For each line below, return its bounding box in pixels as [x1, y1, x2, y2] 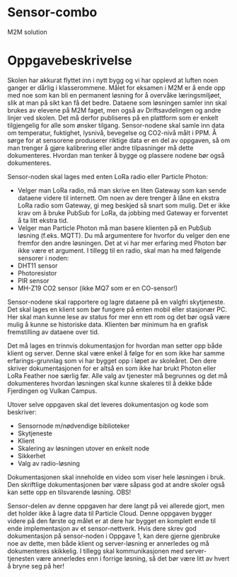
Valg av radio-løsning [17, 459, 80, 467]
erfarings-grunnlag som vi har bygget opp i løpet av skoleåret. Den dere [7, 356, 217, 365]
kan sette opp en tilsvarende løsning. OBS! [7, 488, 132, 496]
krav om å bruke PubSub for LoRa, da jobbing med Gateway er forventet [17, 208, 229, 217]
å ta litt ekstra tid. [17, 216, 69, 224]
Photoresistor [17, 268, 57, 277]
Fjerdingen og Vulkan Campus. [7, 387, 98, 395]
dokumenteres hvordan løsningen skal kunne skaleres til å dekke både [7, 379, 212, 387]
